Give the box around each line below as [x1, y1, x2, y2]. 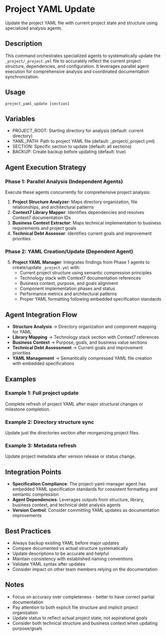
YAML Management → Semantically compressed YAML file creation [12, 355, 152, 361]
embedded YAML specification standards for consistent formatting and [12, 486, 158, 492]
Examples [5, 375, 36, 383]
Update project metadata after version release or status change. [5, 453, 136, 459]
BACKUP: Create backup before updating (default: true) [12, 149, 126, 155]
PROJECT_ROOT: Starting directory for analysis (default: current [12, 128, 144, 134]
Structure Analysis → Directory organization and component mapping [12, 323, 157, 330]
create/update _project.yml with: [12, 265, 81, 270]
